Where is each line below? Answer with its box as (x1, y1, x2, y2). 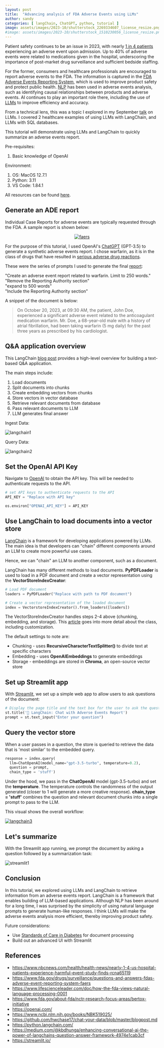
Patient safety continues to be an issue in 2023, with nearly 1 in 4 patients (5, 44, 153, 49)
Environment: (5, 162, 32, 168)
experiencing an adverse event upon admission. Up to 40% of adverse (5, 48, 147, 54)
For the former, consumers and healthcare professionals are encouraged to (5, 68, 157, 74)
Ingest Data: (5, 420, 30, 426)
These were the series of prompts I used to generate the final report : (5, 263, 143, 269)
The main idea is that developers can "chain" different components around (5, 543, 155, 548)
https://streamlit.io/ (12, 1037, 51, 1043)
